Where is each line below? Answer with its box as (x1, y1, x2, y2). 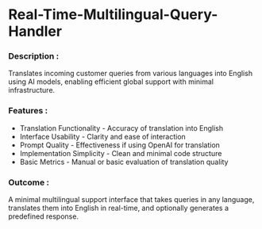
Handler (8, 22, 62, 40)
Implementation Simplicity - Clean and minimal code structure (19, 148, 222, 158)
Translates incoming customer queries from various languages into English (8, 69, 252, 78)
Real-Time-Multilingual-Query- (8, 6, 218, 24)
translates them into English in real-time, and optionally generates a (8, 204, 229, 213)
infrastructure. (8, 86, 56, 95)
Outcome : (8, 177, 50, 188)
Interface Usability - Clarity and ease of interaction (19, 132, 187, 141)
